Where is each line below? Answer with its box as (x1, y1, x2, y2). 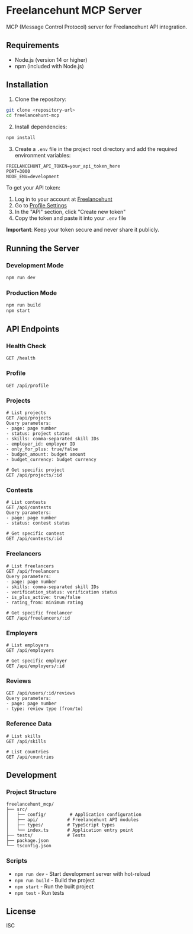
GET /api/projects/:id (6, 472, 62, 478)
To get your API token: (6, 184, 60, 191)
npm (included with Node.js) (14, 62, 84, 70)
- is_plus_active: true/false (6, 594, 81, 600)
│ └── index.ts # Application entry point (6, 827, 134, 834)
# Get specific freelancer (6, 610, 73, 616)
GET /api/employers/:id (6, 663, 65, 669)
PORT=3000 (6, 169, 31, 175)
